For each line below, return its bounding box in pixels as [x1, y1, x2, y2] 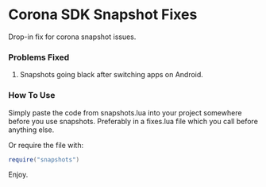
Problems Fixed [8, 52, 70, 63]
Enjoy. [8, 169, 29, 180]
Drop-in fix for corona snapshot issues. [8, 32, 137, 41]
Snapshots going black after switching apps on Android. [19, 70, 204, 80]
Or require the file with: [8, 140, 84, 150]
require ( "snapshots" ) [8, 155, 80, 164]
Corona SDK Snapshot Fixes [8, 6, 198, 24]
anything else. [8, 125, 55, 134]
